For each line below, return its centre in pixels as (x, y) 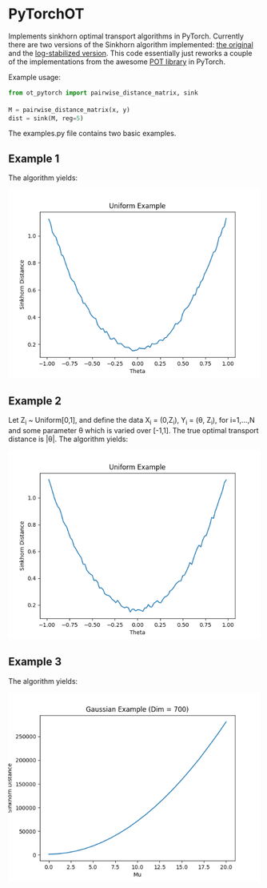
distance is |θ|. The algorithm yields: (68, 439)
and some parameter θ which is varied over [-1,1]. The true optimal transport (133, 430)
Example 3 (35, 662)
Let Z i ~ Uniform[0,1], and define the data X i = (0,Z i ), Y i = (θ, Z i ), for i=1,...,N (132, 421)
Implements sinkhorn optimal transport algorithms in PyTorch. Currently (126, 36)
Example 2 (35, 401)
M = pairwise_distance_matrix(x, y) (69, 110)
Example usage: (35, 77)
